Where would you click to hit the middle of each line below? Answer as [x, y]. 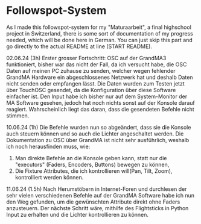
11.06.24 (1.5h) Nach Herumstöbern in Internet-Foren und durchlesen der [97, 189]
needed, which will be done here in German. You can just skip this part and [100, 40]
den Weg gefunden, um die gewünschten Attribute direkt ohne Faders [93, 202]
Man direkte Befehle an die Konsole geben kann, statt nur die [91, 158]
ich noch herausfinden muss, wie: [48, 146]
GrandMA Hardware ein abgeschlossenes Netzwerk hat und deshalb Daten [100, 77]
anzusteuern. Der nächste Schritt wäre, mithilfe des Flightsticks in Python [97, 208]
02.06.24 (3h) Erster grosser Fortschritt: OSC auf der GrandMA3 [86, 58]
